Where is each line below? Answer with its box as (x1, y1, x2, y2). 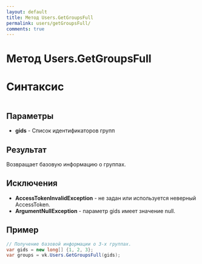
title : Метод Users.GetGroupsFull (6, 15, 94, 21)
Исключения (6, 178, 58, 189)
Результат (6, 144, 47, 155)
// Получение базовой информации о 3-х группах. (6, 241, 132, 247)
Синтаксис (6, 80, 64, 93)
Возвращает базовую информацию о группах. (6, 161, 126, 168)
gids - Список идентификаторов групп (15, 127, 115, 134)
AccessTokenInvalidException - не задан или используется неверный (15, 194, 196, 201)
